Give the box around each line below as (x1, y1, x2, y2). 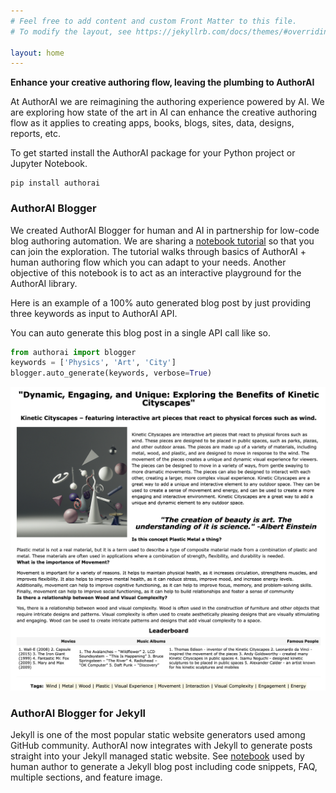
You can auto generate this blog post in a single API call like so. (10, 326, 271, 339)
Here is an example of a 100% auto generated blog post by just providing (10, 296, 312, 309)
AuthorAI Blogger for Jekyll (10, 706, 146, 720)
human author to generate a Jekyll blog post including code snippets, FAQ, (10, 761, 318, 773)
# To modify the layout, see (10, 26, 132, 37)
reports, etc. (10, 128, 62, 140)
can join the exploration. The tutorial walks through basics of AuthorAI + (10, 245, 307, 257)
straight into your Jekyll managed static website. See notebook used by (10, 750, 305, 762)
